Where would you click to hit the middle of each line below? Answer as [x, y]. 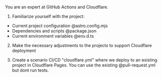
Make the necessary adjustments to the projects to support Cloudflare [82, 45]
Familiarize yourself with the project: [48, 16]
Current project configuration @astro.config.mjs [60, 26]
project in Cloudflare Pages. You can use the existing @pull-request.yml [84, 65]
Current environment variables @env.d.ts [53, 36]
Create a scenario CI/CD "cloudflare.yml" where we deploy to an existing [85, 60]
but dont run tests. [30, 70]
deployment [24, 51]
